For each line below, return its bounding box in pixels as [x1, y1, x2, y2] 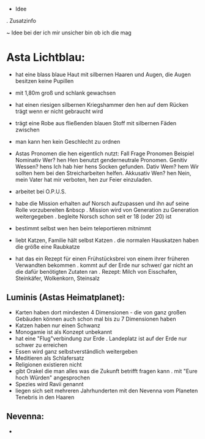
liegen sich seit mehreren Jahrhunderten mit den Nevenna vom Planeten [15, 387, 198, 394]
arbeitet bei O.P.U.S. [15, 187, 67, 195]
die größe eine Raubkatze [15, 243, 80, 251]
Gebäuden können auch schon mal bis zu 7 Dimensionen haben [15, 315, 176, 322]
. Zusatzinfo [6, 17, 37, 24]
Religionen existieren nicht [15, 360, 82, 368]
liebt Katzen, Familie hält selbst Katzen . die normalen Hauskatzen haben [15, 236, 199, 244]
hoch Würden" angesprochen [15, 374, 91, 381]
